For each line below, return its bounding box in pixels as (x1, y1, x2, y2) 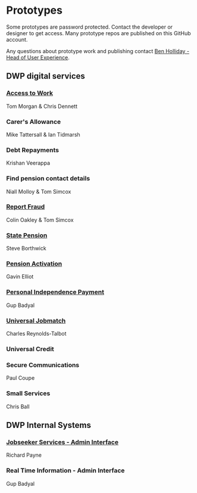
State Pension (6, 231, 48, 239)
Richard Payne (6, 451, 42, 459)
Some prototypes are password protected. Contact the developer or (6, 23, 173, 30)
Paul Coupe (6, 374, 35, 382)
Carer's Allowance (6, 117, 61, 126)
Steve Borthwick (6, 245, 46, 252)
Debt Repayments (6, 145, 60, 154)
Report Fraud (6, 203, 45, 211)
